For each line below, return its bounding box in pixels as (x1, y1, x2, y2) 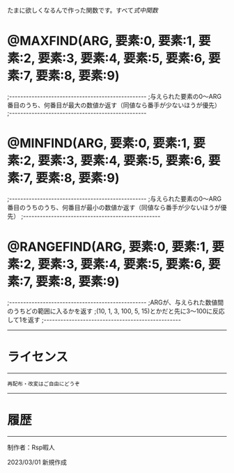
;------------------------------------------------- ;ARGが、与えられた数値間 (7, 298, 224, 307)
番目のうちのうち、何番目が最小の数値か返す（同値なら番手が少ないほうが (7, 203, 221, 211)
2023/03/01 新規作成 (7, 458, 68, 466)
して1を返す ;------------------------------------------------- (7, 316, 181, 324)
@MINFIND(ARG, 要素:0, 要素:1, (7, 135, 191, 151)
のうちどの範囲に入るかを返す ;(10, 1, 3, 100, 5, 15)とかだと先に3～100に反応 (7, 307, 225, 315)
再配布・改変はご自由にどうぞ (7, 380, 80, 387)
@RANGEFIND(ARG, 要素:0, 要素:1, (7, 239, 210, 255)
